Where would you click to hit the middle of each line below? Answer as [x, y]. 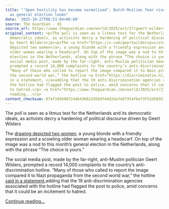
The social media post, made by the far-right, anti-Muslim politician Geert [81, 160]
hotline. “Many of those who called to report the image [92, 170]
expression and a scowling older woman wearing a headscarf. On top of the [84, 139]
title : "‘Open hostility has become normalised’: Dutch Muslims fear [80, 10]
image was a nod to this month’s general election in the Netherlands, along [82, 145]
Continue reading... [25, 201]
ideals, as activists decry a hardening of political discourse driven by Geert [83, 118]
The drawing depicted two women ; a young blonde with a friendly [73, 133]
